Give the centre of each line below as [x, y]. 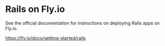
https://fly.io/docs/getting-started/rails [46, 38]
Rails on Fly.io [35, 9]
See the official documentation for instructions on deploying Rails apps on [82, 23]
